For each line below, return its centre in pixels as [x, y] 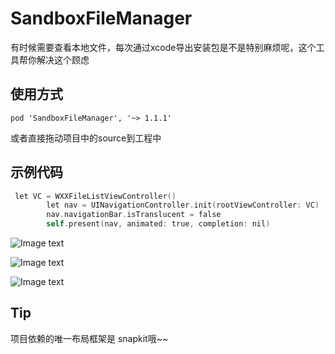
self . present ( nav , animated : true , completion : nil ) [158, 224]
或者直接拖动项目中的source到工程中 [86, 138]
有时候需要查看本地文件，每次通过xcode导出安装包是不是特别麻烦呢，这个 [163, 47]
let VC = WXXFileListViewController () [95, 196]
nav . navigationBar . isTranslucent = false [134, 215]
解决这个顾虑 [63, 59]
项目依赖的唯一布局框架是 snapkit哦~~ [89, 338]
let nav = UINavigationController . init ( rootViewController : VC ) [183, 205]
